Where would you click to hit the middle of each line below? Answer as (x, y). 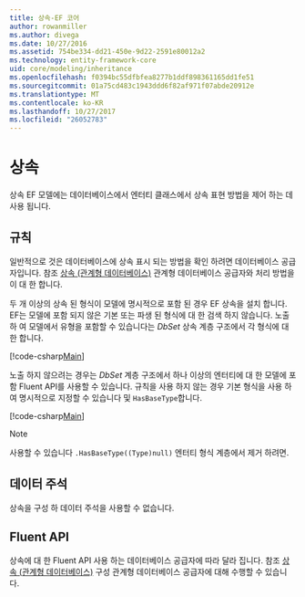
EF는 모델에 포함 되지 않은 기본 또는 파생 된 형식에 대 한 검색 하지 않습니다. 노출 (149, 315)
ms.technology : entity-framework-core (83, 60)
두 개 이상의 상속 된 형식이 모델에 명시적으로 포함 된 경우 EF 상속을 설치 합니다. (148, 303)
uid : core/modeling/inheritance (71, 69)
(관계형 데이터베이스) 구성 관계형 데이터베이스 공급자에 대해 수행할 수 (141, 571)
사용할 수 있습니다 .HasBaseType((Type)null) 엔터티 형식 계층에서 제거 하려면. (149, 452)
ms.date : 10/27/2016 (49, 43)
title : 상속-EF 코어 (45, 18)
